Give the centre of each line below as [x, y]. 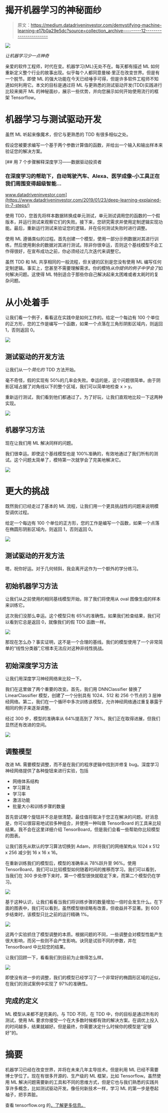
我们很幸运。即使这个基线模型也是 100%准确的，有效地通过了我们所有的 [79, 453]
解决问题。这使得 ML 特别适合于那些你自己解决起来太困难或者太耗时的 [82, 274]
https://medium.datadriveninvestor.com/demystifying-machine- [96, 25]
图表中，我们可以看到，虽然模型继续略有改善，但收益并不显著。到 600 [86, 908]
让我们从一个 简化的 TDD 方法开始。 [42, 369]
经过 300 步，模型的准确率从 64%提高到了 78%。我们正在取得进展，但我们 [83, 719]
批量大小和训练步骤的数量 [39, 806]
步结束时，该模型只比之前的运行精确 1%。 [48, 914]
